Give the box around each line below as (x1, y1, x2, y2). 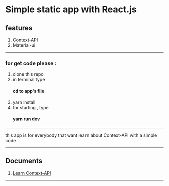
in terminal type (12, 77, 45, 83)
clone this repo (12, 71, 44, 77)
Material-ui (12, 42, 36, 48)
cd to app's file (12, 88, 44, 94)
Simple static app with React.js (5, 4, 137, 15)
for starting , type (12, 104, 49, 110)
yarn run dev (12, 116, 40, 122)
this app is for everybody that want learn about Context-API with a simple (5, 132, 157, 138)
